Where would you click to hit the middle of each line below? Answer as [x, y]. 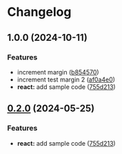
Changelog [39, 12]
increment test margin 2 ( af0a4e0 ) [66, 79]
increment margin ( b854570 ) [58, 72]
